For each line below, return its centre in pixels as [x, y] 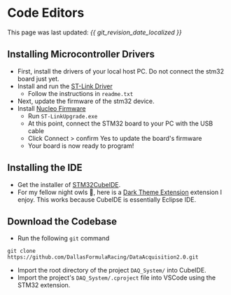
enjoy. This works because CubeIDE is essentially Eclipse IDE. [107, 199]
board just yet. [38, 78]
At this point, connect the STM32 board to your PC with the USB [120, 123]
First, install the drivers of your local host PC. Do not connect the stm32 [121, 71]
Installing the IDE [45, 168]
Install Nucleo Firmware [51, 108]
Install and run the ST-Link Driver [65, 86]
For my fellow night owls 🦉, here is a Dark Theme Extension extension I [120, 192]
